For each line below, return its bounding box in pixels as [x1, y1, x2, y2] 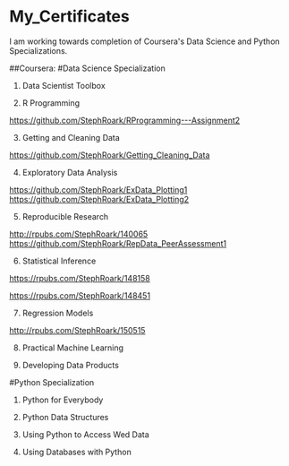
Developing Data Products [21, 359, 119, 370]
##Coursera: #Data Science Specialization [9, 63, 166, 73]
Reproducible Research [21, 211, 109, 221]
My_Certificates [9, 6, 130, 27]
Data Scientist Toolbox [21, 80, 106, 91]
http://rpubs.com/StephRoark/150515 [9, 324, 146, 335]
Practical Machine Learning [21, 342, 123, 353]
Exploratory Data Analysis [21, 167, 118, 177]
